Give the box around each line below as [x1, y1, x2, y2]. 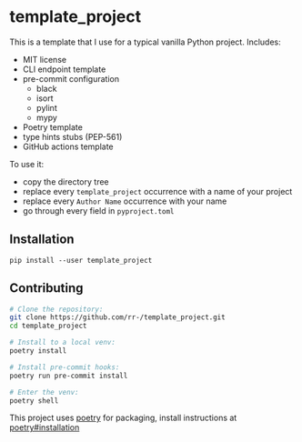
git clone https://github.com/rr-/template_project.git [9, 313, 226, 322]
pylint [35, 102, 57, 113]
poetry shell [9, 396, 59, 406]
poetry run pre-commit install [9, 371, 128, 380]
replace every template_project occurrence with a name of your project [22, 186, 293, 196]
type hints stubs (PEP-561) [22, 131, 123, 142]
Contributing [9, 280, 84, 296]
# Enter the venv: [9, 387, 79, 397]
